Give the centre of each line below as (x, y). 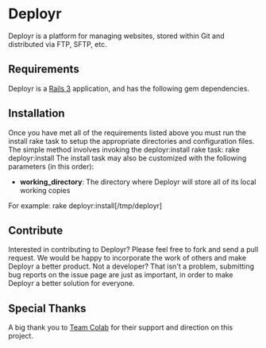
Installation (37, 113)
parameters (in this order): (51, 166)
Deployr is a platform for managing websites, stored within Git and (116, 36)
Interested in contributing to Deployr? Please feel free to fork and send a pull (133, 249)
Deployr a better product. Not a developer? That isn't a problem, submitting (131, 266)
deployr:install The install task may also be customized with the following (127, 158)
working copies (45, 190)
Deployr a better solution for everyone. (71, 284)
